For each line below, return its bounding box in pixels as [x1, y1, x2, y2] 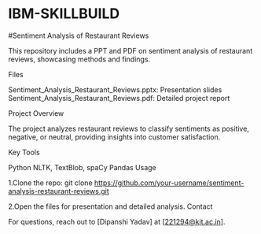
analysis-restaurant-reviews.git [8, 186, 109, 195]
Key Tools [8, 147, 41, 157]
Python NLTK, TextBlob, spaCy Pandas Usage [8, 162, 157, 172]
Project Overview [8, 108, 64, 118]
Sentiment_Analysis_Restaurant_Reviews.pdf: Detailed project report [8, 93, 230, 102]
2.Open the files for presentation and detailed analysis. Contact [8, 202, 213, 211]
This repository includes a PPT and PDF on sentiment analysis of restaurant [8, 46, 253, 55]
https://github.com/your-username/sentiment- [94, 178, 244, 188]
